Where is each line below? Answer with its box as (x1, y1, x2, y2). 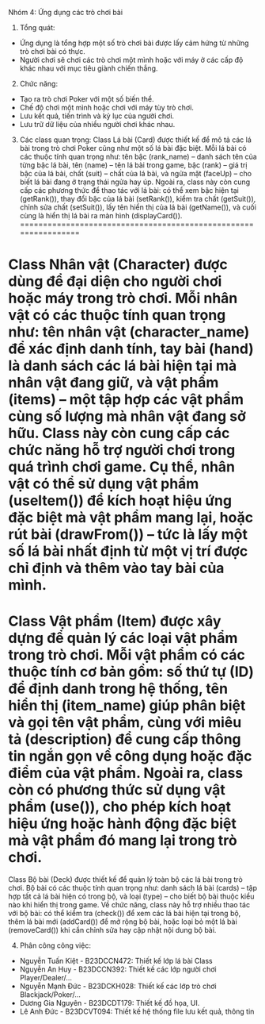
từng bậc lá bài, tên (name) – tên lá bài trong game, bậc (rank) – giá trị (19, 160, 248, 170)
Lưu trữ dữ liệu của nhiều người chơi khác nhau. (19, 120, 176, 129)
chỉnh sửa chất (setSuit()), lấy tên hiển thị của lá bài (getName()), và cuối (19, 202, 257, 212)
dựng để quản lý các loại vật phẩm (8, 629, 238, 647)
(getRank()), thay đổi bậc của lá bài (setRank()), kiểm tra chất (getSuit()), (19, 194, 256, 203)
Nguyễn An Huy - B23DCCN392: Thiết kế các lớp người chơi (19, 964, 217, 974)
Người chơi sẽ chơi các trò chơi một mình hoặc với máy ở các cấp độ (19, 56, 244, 64)
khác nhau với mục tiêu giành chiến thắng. (19, 64, 158, 73)
